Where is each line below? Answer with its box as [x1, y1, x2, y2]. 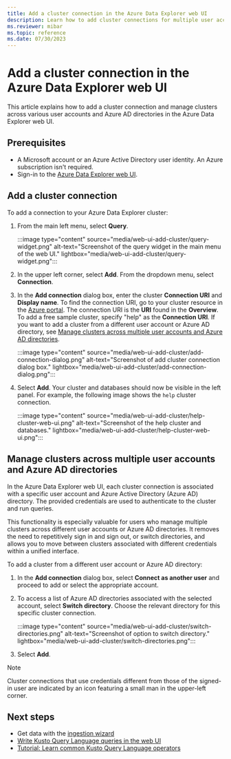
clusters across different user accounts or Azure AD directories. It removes [7, 524, 220, 533]
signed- [199, 676, 222, 685]
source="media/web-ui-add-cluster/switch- [87, 622, 212, 630]
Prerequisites [7, 137, 66, 149]
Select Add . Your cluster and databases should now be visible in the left [16, 383, 221, 392]
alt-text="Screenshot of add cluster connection [86, 355, 221, 363]
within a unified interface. [7, 546, 80, 555]
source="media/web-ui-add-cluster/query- [87, 235, 210, 243]
